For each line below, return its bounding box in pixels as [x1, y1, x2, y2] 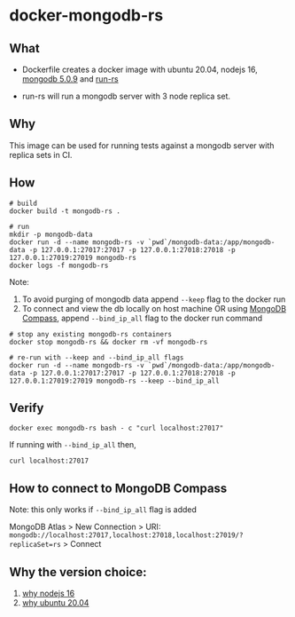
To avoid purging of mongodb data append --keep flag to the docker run [21, 294, 286, 305]
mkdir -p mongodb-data [9, 230, 93, 239]
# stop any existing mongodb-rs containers [9, 329, 173, 338]
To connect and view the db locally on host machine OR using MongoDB [21, 303, 286, 313]
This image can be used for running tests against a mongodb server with [9, 139, 275, 151]
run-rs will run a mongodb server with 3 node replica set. [21, 91, 230, 101]
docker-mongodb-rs [9, 5, 164, 26]
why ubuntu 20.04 [21, 597, 89, 608]
